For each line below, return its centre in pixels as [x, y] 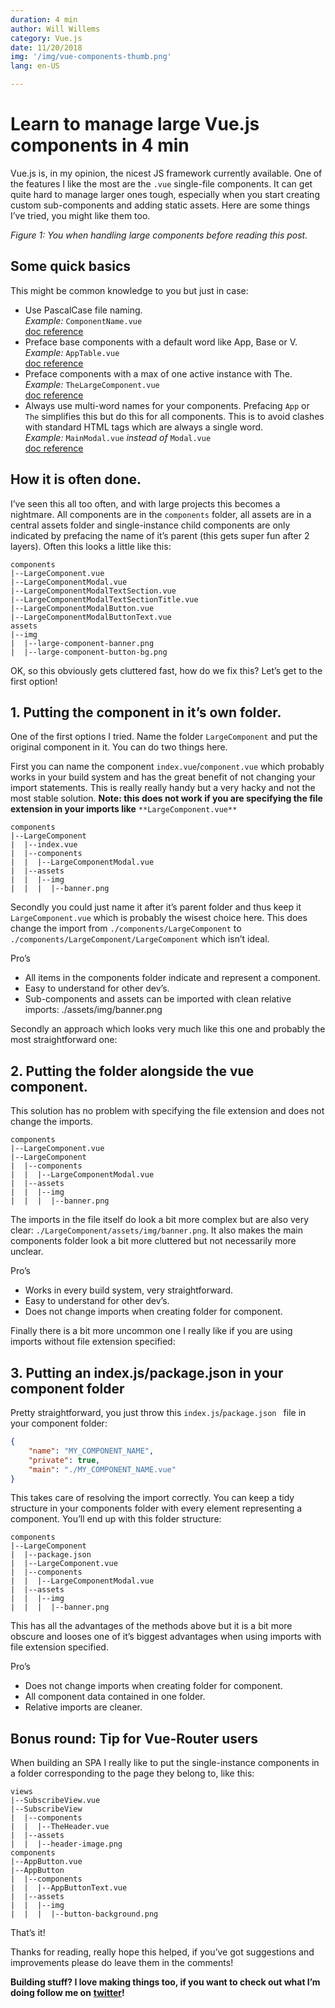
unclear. [27, 1252]
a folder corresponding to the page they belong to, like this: [132, 1773]
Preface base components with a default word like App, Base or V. [161, 342]
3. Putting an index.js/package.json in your [147, 1372]
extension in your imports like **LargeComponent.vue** [124, 809]
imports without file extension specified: [93, 1342]
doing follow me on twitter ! [67, 1993]
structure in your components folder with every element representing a [156, 1508]
